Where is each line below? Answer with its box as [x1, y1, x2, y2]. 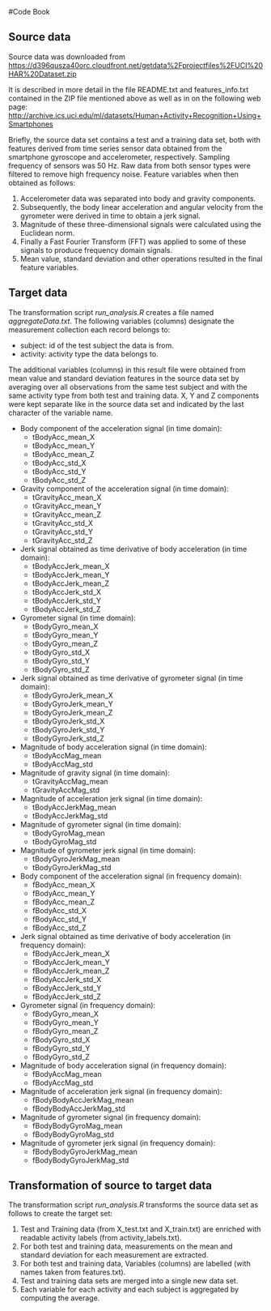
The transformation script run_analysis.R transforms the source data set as [8, 1200, 259, 1210]
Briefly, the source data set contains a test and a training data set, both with [8, 135, 261, 144]
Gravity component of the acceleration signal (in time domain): [19, 484, 229, 493]
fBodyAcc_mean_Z [32, 897, 95, 907]
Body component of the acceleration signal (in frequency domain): [19, 871, 243, 881]
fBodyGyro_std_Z [32, 1052, 91, 1061]
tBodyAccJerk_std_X [32, 587, 101, 596]
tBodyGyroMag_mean [32, 828, 105, 838]
